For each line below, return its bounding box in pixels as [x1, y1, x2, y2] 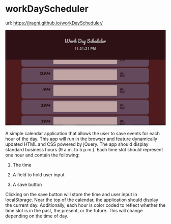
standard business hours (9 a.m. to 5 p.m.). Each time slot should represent [5, 147, 163, 153]
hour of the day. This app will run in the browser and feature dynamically [5, 136, 158, 142]
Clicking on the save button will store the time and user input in [5, 191, 137, 198]
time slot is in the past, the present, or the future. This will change [5, 208, 143, 214]
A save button [12, 181, 42, 188]
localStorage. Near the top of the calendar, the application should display [5, 197, 159, 203]
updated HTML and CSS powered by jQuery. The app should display [5, 141, 149, 147]
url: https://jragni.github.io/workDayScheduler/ [5, 20, 103, 26]
